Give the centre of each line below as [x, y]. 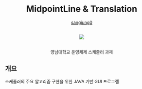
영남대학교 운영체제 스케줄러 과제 [82, 52]
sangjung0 [82, 22]
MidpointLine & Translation [82, 9]
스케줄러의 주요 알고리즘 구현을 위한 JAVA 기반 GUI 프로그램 [62, 81]
